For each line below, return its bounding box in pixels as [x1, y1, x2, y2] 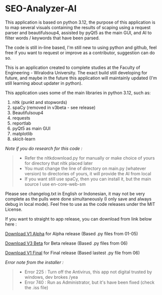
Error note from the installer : [5, 259, 64, 265]
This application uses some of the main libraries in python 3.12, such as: [5, 90, 151, 96]
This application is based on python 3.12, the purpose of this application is [5, 19, 156, 25]
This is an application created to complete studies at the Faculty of [5, 65, 140, 70]
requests [12, 115, 31, 121]
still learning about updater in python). [5, 80, 83, 86]
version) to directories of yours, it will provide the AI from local [24, 170, 152, 176]
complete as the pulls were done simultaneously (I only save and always [5, 196, 152, 202]
